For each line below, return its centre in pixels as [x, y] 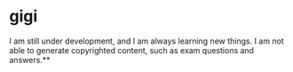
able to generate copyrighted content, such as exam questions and [132, 50]
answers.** [30, 60]
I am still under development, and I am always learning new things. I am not [146, 41]
